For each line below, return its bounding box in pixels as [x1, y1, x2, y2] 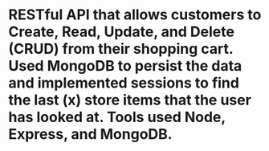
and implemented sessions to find [8, 74, 239, 92]
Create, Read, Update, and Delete [8, 22, 235, 41]
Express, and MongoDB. [8, 125, 173, 144]
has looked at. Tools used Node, [8, 108, 226, 126]
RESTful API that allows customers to [8, 6, 262, 24]
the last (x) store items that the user [8, 91, 251, 109]
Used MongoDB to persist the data [8, 57, 243, 75]
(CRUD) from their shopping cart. [8, 40, 234, 58]
